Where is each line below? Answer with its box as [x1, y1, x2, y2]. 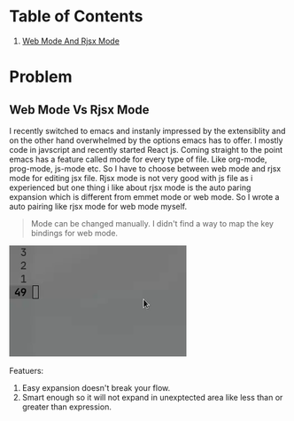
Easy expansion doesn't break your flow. [21, 382, 171, 393]
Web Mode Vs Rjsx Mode [9, 102, 150, 117]
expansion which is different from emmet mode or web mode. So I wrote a [9, 191, 280, 202]
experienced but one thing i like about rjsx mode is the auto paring [9, 182, 251, 193]
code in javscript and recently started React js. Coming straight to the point [9, 144, 283, 155]
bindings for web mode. [30, 227, 118, 238]
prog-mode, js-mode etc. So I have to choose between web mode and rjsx [9, 163, 282, 174]
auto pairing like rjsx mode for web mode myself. [9, 201, 188, 211]
